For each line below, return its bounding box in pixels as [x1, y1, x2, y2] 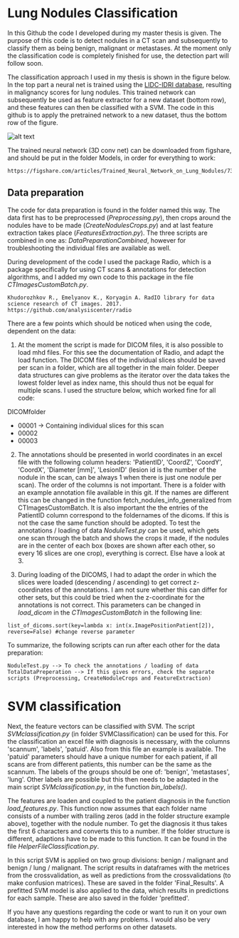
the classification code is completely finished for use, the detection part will [7, 51, 229, 60]
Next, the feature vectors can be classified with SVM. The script [7, 722, 196, 730]
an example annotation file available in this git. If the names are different [17, 488, 229, 497]
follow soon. [7, 59, 43, 67]
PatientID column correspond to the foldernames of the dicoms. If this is [17, 510, 230, 519]
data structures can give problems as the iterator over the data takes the [17, 370, 230, 379]
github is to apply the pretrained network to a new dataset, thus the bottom [7, 111, 228, 119]
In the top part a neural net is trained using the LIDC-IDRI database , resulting [7, 80, 232, 89]
